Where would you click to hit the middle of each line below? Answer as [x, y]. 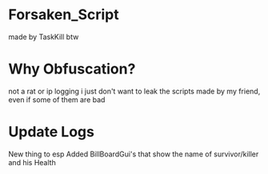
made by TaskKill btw [44, 37]
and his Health [32, 162]
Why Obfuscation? [72, 69]
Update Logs [51, 132]
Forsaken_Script [64, 15]
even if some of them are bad [57, 99]
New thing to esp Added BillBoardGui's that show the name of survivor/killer [134, 154]
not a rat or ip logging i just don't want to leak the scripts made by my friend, [134, 91]
